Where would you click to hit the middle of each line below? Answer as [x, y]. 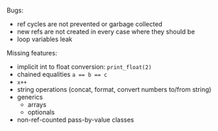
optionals [41, 112]
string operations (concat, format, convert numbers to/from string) [114, 89]
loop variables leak [44, 39]
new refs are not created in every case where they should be [106, 32]
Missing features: [32, 53]
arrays [37, 105]
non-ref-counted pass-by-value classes [75, 120]
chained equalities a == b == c [62, 74]
